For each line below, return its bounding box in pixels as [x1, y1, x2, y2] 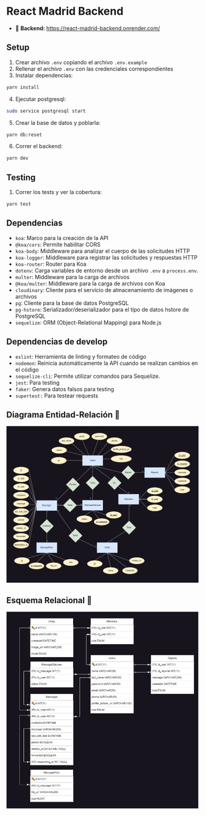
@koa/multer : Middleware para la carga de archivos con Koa [15, 280, 166, 287]
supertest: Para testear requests [15, 392, 99, 399]
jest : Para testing [15, 378, 60, 386]
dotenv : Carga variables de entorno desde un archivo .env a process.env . [15, 266, 199, 274]
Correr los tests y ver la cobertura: [15, 189, 102, 196]
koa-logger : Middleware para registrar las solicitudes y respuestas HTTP [15, 254, 198, 261]
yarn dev [6, 155, 29, 162]
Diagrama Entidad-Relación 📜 [6, 409, 120, 420]
